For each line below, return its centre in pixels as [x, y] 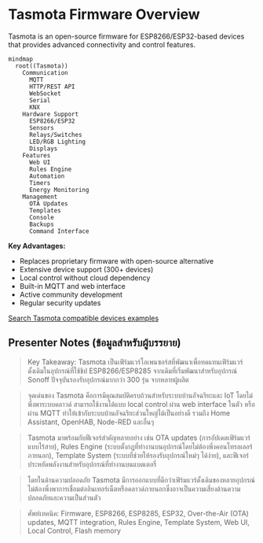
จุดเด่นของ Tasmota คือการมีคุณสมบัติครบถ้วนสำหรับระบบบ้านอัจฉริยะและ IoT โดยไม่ [140, 395]
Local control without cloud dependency [85, 278]
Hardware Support [51, 114]
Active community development [71, 294]
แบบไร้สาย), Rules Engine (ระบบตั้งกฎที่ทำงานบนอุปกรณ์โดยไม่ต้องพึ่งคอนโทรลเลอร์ [140, 446]
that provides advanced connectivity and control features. [102, 44]
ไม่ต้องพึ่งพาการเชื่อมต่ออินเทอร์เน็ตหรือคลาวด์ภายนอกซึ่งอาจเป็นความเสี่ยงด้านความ [134, 489]
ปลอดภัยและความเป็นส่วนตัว [64, 497]
